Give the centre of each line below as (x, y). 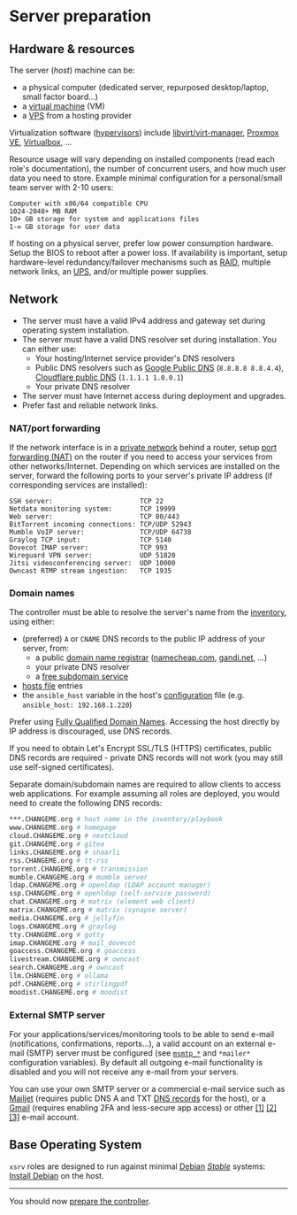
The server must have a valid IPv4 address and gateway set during (144, 320)
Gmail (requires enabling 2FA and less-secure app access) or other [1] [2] (143, 1107)
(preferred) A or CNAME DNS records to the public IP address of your (143, 639)
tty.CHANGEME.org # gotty (57, 934)
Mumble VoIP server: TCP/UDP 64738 (100, 533)
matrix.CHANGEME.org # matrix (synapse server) (99, 910)
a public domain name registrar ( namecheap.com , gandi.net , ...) (151, 657)
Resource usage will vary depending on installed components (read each (142, 159)
